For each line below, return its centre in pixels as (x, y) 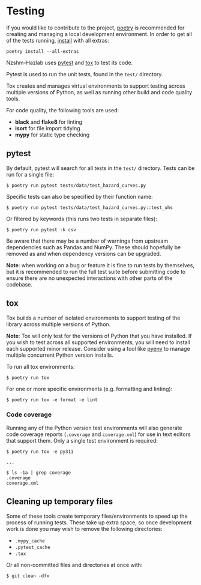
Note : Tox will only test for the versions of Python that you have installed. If (99, 336)
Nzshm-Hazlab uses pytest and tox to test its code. (70, 62)
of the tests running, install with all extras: (58, 40)
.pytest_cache (32, 547)
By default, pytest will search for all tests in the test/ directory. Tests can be (100, 168)
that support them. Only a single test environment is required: (82, 440)
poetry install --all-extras (43, 51)
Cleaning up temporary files (59, 502)
